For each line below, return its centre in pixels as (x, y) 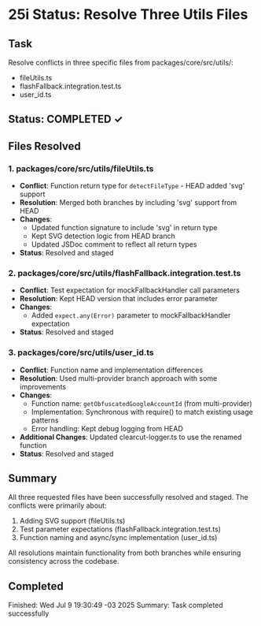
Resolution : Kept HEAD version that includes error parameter (119, 299)
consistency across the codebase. (64, 561)
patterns (45, 420)
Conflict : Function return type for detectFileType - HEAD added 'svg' (132, 186)
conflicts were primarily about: (58, 505)
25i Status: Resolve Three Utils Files (128, 15)
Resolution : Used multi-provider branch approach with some (118, 378)
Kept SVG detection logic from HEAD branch (103, 236)
